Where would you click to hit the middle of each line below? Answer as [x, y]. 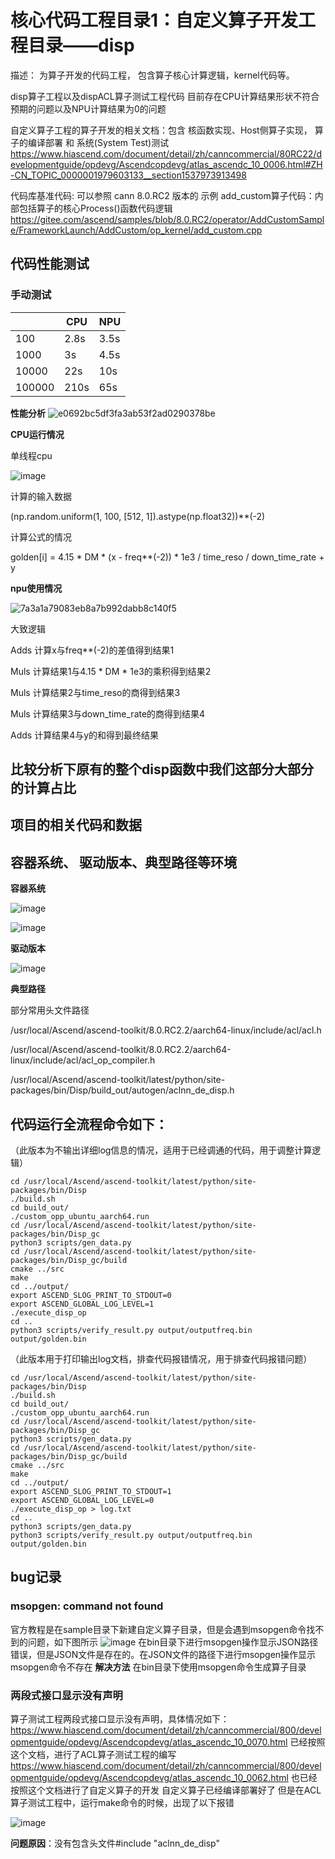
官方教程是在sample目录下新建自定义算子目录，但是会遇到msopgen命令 [158, 1629]
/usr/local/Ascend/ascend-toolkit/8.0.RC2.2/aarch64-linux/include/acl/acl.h [166, 1030]
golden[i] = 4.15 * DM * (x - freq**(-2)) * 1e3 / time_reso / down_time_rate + [167, 557]
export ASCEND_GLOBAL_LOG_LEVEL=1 [82, 1304]
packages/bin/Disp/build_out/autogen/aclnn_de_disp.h [122, 1090]
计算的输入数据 [41, 496]
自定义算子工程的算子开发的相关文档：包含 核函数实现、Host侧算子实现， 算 [167, 130]
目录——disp [81, 45]
